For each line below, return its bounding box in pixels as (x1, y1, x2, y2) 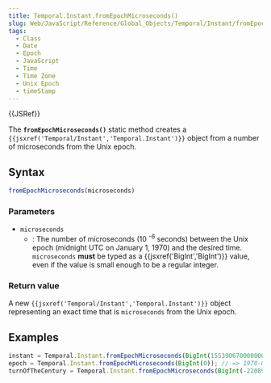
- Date (15, 42, 38, 50)
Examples (8, 330, 59, 344)
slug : (8, 19, 27, 27)
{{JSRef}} (8, 109, 40, 119)
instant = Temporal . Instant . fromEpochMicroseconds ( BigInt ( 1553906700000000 (8, 352, 269, 360)
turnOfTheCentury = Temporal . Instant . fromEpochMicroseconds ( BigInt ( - (8, 367, 248, 375)
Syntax (8, 165, 45, 179)
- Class (15, 34, 42, 43)
